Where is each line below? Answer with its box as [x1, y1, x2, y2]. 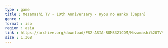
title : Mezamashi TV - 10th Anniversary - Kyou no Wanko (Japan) [5, 12, 146, 17]
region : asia [5, 26, 35, 31]
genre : [5, 16, 21, 21]
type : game [5, 7, 30, 12]
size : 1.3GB [5, 35, 32, 40]
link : [5, 30, 19, 35]
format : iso [5, 21, 32, 26]
